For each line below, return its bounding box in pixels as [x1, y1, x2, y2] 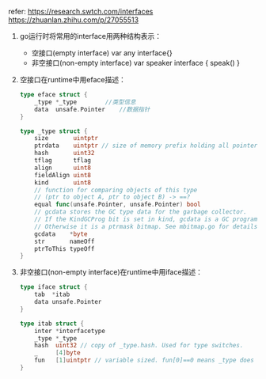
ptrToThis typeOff [34, 244, 95, 252]
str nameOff [34, 237, 95, 245]
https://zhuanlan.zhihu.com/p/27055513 [8, 15, 139, 25]
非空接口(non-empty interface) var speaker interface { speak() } [31, 59, 240, 67]
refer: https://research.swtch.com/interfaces [8, 7, 154, 16]
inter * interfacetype [34, 327, 105, 335]
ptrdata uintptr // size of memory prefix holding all [34, 142, 230, 150]
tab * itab [34, 290, 70, 299]
